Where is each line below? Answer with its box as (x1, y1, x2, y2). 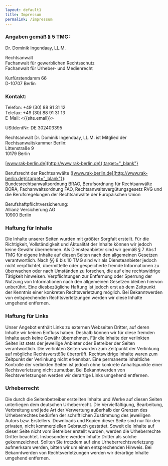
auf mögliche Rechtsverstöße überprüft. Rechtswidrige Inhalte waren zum (5, 351, 158, 357)
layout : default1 (5, 7, 42, 13)
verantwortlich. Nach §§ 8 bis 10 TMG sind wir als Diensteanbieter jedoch (5, 257, 157, 263)
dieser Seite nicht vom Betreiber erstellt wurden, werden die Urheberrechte (5, 428, 161, 434)
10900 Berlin (5, 212, 32, 218)
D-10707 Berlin (5, 80, 36, 86)
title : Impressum (5, 12, 42, 17)
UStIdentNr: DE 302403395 (5, 124, 63, 131)
